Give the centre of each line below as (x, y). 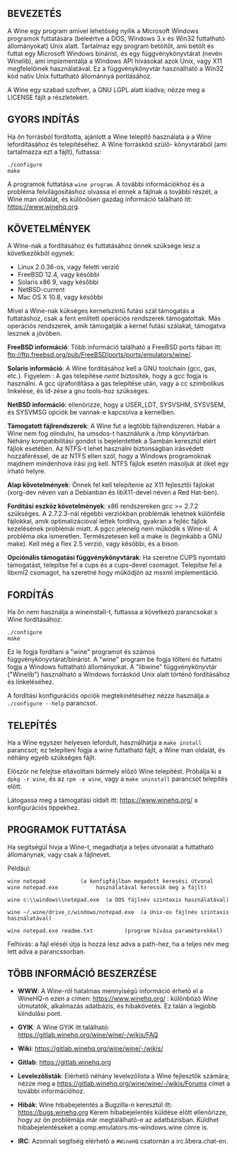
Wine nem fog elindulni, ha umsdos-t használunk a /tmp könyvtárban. (109, 434)
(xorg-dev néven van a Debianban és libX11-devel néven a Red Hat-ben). (113, 492)
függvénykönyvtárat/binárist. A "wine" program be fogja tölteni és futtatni (115, 660)
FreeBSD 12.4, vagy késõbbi (58, 275)
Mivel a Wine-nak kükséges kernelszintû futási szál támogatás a (101, 311)
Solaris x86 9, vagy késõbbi (58, 282)
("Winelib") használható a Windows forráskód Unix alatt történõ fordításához (119, 674)
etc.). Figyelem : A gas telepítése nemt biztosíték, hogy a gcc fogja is (108, 376)
